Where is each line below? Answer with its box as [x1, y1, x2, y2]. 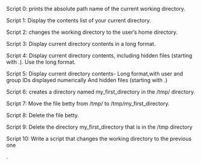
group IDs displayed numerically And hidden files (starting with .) [6, 77, 168, 83]
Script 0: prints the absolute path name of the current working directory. [6, 5, 186, 12]
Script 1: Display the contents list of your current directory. [6, 17, 152, 24]
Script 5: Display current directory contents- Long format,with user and [6, 70, 183, 77]
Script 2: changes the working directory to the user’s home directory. [6, 28, 178, 36]
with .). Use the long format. [6, 59, 76, 65]
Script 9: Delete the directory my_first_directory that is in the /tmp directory [6, 123, 193, 131]
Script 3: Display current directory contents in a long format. [6, 40, 156, 47]
